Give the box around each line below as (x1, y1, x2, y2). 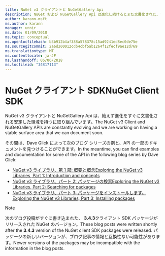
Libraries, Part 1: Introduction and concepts (12, 173, 100, 179)
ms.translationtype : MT (5, 48, 54, 53)
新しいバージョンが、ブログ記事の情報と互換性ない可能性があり (26, 234, 156, 240)
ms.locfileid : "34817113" (5, 62, 58, 67)
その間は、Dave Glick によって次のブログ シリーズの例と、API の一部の (5, 140, 149, 146)
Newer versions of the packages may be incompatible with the (13, 240, 140, 246)
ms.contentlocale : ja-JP (5, 53, 56, 58)
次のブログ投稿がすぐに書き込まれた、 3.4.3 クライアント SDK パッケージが (5, 215, 158, 221)
